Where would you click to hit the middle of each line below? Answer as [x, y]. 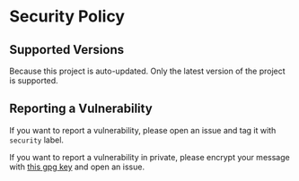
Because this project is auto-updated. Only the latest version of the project [147, 71]
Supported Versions [66, 50]
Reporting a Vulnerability [81, 109]
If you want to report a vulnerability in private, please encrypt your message [149, 157]
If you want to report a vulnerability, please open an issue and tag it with [143, 130]
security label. [37, 140]
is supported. [34, 81]
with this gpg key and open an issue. [77, 167]
